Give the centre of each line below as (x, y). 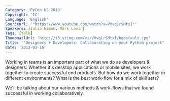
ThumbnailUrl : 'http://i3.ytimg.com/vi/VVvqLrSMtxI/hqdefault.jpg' (78, 38)
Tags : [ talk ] (19, 33)
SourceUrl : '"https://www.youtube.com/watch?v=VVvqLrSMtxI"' (71, 24)
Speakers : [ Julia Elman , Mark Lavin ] (45, 29)
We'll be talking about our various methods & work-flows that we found (79, 88)
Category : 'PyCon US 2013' (34, 10)
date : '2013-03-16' (26, 47)
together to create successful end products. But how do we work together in (85, 72)
